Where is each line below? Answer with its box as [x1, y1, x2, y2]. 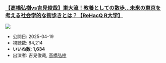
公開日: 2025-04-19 [12, 33, 54, 39]
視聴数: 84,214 [12, 40, 43, 46]
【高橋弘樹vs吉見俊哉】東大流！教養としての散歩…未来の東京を [5, 4, 161, 11]
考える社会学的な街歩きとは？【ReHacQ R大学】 [5, 11, 123, 18]
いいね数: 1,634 [12, 46, 45, 52]
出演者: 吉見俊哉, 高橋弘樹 [12, 52, 67, 58]
